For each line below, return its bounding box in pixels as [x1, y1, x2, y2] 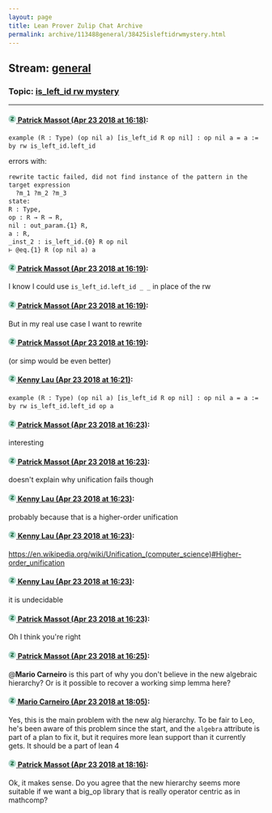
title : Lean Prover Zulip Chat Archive [8, 21, 143, 30]
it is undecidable [8, 595, 63, 604]
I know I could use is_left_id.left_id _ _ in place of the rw [8, 282, 211, 291]
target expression [8, 181, 70, 190]
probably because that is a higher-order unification [8, 512, 179, 522]
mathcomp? [8, 795, 49, 805]
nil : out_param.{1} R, [8, 222, 89, 230]
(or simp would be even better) [8, 355, 112, 365]
